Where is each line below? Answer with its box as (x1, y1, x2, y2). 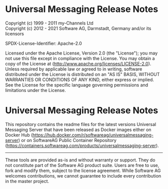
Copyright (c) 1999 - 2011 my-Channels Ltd (5, 20, 93, 26)
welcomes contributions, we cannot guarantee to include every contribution (5, 172, 161, 178)
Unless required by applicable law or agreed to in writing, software (5, 66, 142, 72)
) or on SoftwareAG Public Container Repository (18, 137, 116, 143)
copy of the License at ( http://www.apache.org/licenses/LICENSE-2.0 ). (5, 60, 151, 66)
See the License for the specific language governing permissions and (5, 81, 148, 88)
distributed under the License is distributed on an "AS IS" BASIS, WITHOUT (5, 71, 160, 77)
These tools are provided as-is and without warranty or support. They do (5, 156, 155, 163)
